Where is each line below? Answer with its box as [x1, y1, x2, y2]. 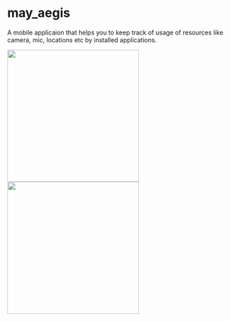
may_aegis [7, 5, 71, 21]
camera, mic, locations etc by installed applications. [7, 35, 157, 44]
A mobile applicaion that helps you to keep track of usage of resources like [7, 28, 224, 37]
